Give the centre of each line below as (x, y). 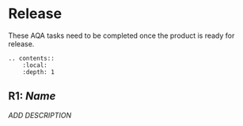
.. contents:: (32, 58)
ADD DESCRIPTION (40, 115)
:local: (35, 65)
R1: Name (32, 96)
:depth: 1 (39, 72)
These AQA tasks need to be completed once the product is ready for (121, 35)
